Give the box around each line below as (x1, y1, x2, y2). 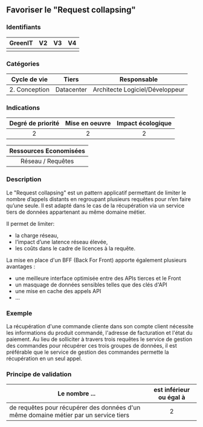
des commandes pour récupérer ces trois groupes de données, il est (6, 342, 177, 349)
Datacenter (55, 85, 88, 93)
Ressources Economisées (9, 147, 86, 155)
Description (6, 175, 42, 184)
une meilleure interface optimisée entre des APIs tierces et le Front (14, 274, 181, 282)
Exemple (6, 309, 33, 317)
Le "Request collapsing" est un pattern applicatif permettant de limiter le (6, 189, 187, 196)
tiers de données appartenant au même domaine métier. (6, 208, 146, 216)
